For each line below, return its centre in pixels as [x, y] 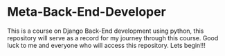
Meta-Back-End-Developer [87, 12]
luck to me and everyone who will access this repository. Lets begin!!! [106, 45]
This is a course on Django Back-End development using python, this [106, 31]
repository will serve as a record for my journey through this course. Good [113, 38]
